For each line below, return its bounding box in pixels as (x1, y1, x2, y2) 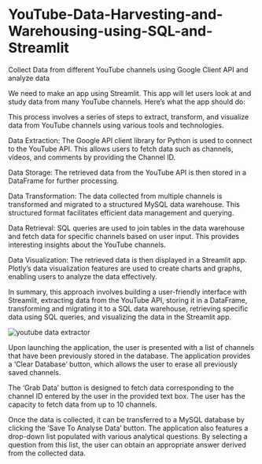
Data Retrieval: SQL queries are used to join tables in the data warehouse (8, 223, 245, 233)
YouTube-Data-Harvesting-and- (8, 6, 223, 24)
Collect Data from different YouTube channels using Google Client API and (8, 64, 249, 74)
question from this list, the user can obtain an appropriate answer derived (8, 440, 246, 449)
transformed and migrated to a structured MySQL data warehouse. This (8, 199, 240, 209)
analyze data (8, 73, 50, 83)
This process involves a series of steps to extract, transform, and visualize (8, 112, 249, 121)
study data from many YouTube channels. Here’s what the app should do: (8, 97, 245, 106)
